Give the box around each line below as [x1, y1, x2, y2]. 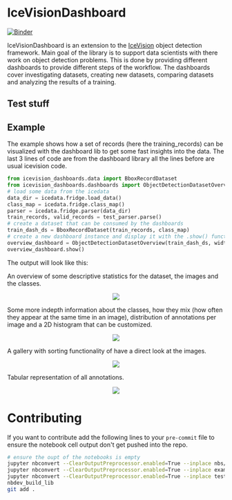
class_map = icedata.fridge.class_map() [7, 201, 126, 208]
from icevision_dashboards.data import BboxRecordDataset [7, 175, 177, 183]
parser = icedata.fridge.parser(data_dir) [7, 207, 131, 214]
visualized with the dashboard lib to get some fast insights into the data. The [7, 147, 224, 156]
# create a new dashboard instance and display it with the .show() [7, 233, 209, 240]
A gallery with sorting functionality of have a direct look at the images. [7, 346, 207, 355]
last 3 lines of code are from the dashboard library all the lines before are [7, 154, 215, 163]
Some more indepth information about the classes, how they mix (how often [7, 306, 223, 314]
